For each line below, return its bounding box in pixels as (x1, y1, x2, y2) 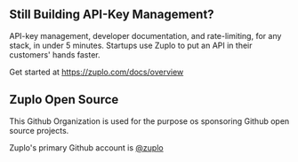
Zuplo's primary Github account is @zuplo (9, 142, 164, 153)
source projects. (9, 125, 69, 135)
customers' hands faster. (9, 49, 101, 60)
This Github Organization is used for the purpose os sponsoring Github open (9, 115, 290, 127)
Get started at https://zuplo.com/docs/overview (9, 66, 184, 77)
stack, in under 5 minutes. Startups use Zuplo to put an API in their (9, 40, 253, 50)
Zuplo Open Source (9, 92, 119, 107)
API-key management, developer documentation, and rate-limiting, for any (9, 30, 282, 41)
